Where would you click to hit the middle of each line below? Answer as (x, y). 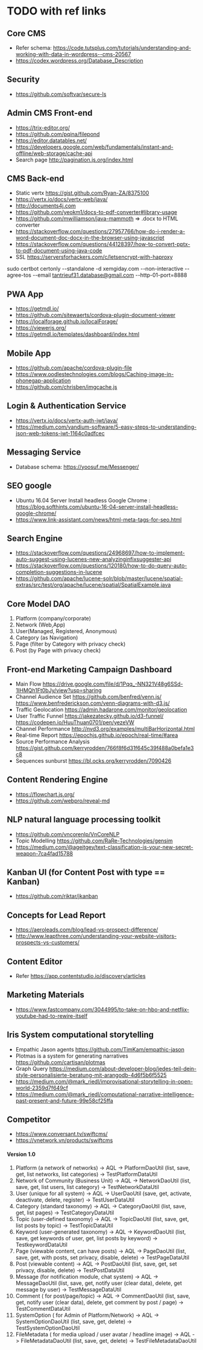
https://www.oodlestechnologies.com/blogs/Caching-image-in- (95, 374)
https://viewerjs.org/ (41, 328)
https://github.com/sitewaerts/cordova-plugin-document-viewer (95, 315)
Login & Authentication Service (67, 406)
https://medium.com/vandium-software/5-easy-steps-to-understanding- (106, 427)
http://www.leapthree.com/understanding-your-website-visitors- (96, 936)
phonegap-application (43, 380)
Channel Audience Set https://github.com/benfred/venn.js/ (89, 696)
